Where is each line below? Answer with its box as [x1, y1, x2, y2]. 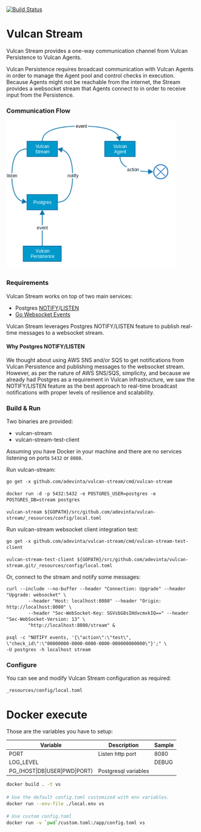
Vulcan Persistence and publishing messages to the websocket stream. [6, 363, 185, 370]
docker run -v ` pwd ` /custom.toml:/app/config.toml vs [6, 820, 146, 826]
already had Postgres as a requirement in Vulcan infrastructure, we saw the [6, 376, 196, 383]
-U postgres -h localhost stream [6, 647, 91, 653]
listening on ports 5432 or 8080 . [6, 454, 83, 462]
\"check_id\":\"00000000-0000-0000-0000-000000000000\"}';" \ [6, 641, 167, 647]
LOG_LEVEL [9, 758, 39, 766]
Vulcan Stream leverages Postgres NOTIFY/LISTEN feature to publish [6, 323, 180, 330]
